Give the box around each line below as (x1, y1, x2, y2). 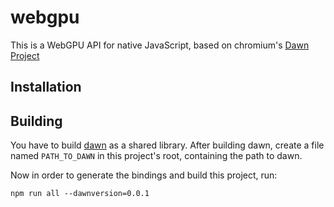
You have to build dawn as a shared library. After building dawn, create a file (10, 139, 325, 151)
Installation (10, 79, 82, 96)
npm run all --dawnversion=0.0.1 (10, 189, 150, 199)
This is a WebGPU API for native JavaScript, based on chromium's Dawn (10, 39, 310, 51)
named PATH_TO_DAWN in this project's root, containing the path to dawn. (10, 150, 303, 162)
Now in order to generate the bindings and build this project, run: (10, 169, 278, 181)
